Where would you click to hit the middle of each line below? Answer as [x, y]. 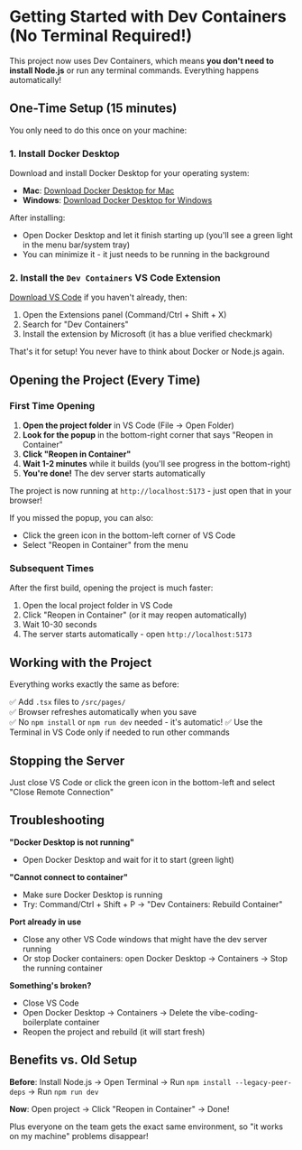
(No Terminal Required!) [101, 36]
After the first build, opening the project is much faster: [111, 588]
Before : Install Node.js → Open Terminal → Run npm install [120, 1081]
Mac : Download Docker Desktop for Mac [98, 190]
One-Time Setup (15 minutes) [93, 109]
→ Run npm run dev [63, 1091]
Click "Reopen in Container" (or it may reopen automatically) [135, 615]
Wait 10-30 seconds [59, 625]
